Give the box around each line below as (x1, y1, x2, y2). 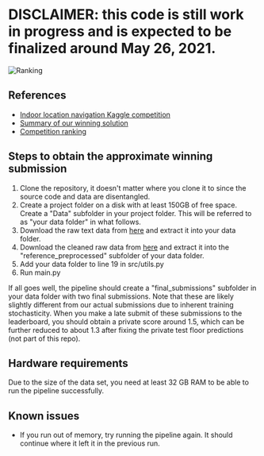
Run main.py (19, 268, 61, 277)
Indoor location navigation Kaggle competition (19, 110, 170, 119)
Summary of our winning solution (19, 118, 128, 128)
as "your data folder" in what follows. (19, 217, 141, 226)
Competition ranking (19, 126, 87, 136)
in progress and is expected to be (8, 22, 232, 41)
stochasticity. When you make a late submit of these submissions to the (8, 308, 243, 318)
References (8, 89, 67, 102)
